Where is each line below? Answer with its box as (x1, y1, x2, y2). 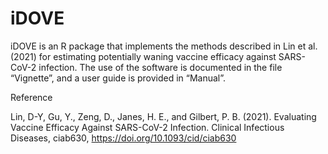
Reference (10, 91, 53, 103)
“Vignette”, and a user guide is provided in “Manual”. (10, 72, 227, 84)
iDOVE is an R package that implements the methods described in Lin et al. (10, 40, 318, 52)
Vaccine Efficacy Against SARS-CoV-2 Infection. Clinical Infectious (10, 121, 285, 133)
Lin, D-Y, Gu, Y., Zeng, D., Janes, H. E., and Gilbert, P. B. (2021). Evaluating (10, 110, 317, 122)
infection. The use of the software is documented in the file (38, 61, 283, 73)
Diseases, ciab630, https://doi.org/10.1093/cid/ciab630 (10, 132, 237, 144)
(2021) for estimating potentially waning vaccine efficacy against (10, 50, 277, 62)
